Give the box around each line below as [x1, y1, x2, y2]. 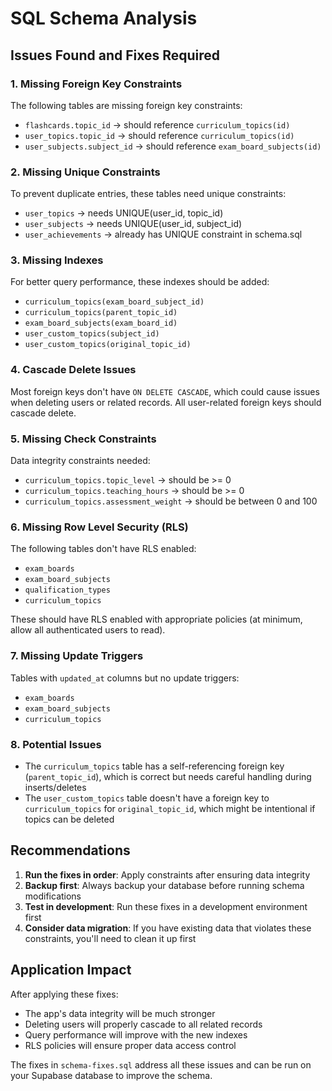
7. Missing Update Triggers [10, 649, 144, 663]
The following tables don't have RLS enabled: [10, 543, 197, 555]
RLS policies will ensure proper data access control [24, 1039, 237, 1051]
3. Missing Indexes [10, 253, 104, 267]
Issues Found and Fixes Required [10, 47, 221, 64]
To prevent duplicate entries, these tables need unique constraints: [10, 188, 287, 200]
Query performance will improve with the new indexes [24, 1028, 248, 1041]
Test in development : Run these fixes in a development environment [24, 900, 308, 912]
